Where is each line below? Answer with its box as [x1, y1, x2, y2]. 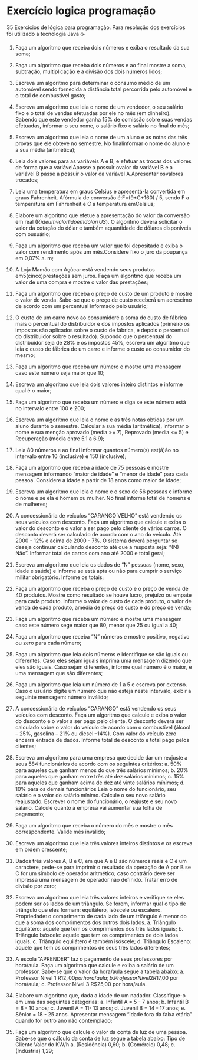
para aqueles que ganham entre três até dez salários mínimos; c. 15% [15, 773, 184, 780]
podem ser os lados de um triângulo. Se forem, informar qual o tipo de [15, 900, 186, 907]
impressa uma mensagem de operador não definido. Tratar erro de [15, 876, 178, 883]
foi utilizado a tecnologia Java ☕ [6, 30, 85, 37]
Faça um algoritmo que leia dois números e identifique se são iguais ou [15, 650, 188, 657]
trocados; [15, 176, 39, 184]
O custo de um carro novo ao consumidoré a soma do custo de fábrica [15, 314, 187, 321]
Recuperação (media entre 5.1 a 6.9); [15, 435, 105, 442]
